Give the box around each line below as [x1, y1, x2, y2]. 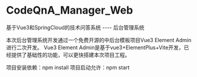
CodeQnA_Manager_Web [6, 4, 133, 17]
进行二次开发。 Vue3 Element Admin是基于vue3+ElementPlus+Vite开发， [6, 44, 184, 51]
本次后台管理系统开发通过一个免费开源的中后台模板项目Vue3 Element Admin [6, 36, 192, 43]
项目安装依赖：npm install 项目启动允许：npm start [6, 63, 130, 71]
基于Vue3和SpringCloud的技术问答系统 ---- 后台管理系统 [6, 24, 145, 31]
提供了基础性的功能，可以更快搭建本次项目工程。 [11, 51, 130, 58]
